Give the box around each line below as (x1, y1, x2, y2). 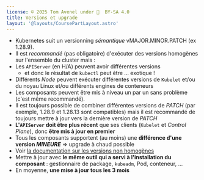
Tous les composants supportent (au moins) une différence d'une (15, 134, 182, 142)
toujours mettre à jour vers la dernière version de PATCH (15, 115, 158, 122)
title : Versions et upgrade (6, 15, 78, 21)
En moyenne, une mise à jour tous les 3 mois (15, 167, 130, 174)
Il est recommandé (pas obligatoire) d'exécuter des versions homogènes (15, 50, 199, 57)
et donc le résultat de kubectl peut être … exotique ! (24, 70, 156, 77)
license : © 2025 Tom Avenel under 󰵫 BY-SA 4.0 (6, 9, 130, 15)
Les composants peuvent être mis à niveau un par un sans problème (15, 89, 188, 96)
